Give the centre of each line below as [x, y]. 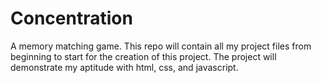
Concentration [71, 18]
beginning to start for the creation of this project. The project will [143, 56]
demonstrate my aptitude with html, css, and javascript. [124, 67]
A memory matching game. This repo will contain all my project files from [161, 46]
